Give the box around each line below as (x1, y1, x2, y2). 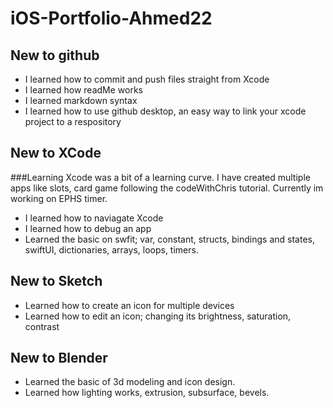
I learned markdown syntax (24, 95, 138, 106)
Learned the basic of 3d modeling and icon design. (24, 376, 236, 388)
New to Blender (10, 350, 108, 367)
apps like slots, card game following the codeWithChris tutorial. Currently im (10, 182, 324, 194)
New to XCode (10, 145, 102, 162)
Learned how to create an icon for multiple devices (24, 299, 235, 311)
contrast (24, 320, 60, 332)
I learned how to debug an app (24, 222, 152, 234)
